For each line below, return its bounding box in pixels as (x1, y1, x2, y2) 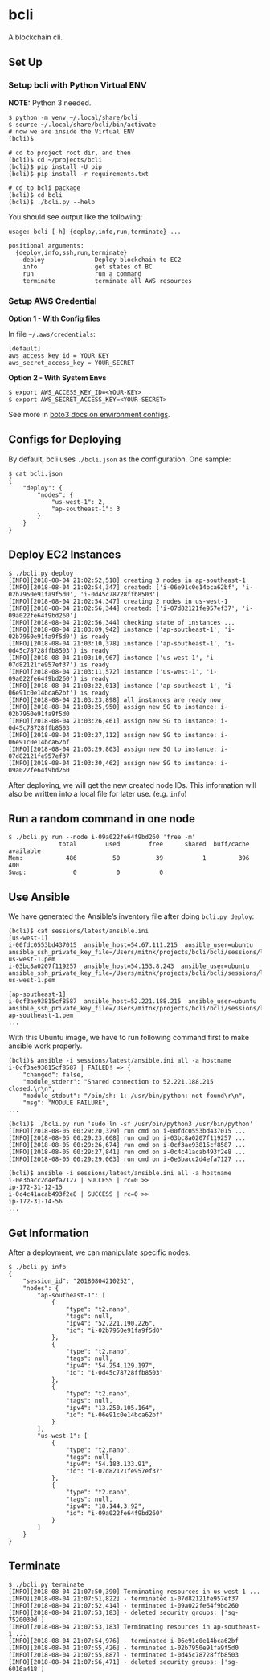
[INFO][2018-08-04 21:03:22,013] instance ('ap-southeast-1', (8, 682, 221, 690)
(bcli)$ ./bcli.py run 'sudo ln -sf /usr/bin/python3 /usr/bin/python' (8, 1120, 253, 1129)
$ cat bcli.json (8, 469, 63, 477)
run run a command (22, 269, 142, 278)
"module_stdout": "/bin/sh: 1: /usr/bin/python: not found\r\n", (22, 1092, 247, 1100)
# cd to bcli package (8, 183, 81, 192)
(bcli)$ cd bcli (8, 191, 63, 199)
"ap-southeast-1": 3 (51, 505, 121, 513)
